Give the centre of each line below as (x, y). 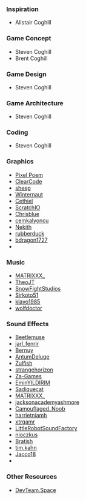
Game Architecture (35, 103)
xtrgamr (25, 422)
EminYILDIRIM (32, 383)
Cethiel (24, 201)
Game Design (27, 74)
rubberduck (30, 233)
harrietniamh (31, 416)
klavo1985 (28, 302)
